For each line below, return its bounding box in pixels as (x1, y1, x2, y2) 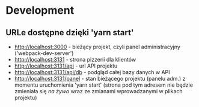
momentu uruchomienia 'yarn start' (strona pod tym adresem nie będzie (14, 81, 194, 88)
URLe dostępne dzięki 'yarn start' (5, 27, 134, 38)
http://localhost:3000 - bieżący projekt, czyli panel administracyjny (14, 43, 181, 50)
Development (5, 4, 75, 17)
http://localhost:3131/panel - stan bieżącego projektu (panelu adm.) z (14, 75, 186, 82)
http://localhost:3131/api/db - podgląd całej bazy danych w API (14, 69, 170, 75)
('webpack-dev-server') (14, 50, 74, 57)
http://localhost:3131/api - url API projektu (14, 62, 118, 69)
